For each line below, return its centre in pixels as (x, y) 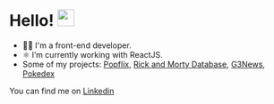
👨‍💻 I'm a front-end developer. (77, 45)
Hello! (32, 21)
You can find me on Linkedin (62, 91)
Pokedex (39, 73)
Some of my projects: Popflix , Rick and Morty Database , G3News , (144, 64)
